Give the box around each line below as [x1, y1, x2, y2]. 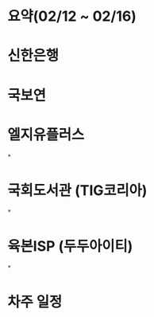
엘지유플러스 [7, 125, 85, 143]
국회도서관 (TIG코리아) [7, 181, 148, 199]
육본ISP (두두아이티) [7, 237, 133, 255]
